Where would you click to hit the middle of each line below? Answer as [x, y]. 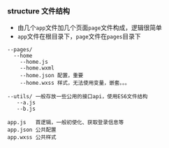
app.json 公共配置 [32, 130]
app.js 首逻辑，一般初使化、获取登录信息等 [66, 123]
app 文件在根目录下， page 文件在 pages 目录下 [79, 36]
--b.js [26, 109]
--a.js [26, 103]
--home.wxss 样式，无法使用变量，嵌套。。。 [75, 83]
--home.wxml [37, 68]
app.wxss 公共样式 [32, 137]
